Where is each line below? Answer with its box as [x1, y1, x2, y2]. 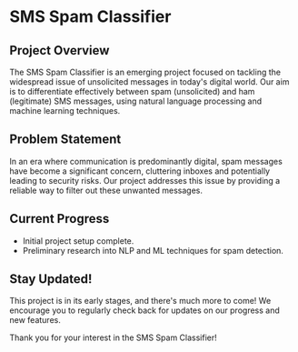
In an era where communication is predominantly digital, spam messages [9, 156, 283, 166]
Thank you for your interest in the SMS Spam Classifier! [9, 332, 218, 343]
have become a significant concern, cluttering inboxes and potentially [9, 166, 271, 176]
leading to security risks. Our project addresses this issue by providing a [9, 175, 281, 186]
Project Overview [9, 43, 110, 58]
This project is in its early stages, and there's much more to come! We [9, 296, 272, 307]
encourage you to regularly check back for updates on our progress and [9, 305, 280, 316]
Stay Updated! [9, 271, 93, 287]
